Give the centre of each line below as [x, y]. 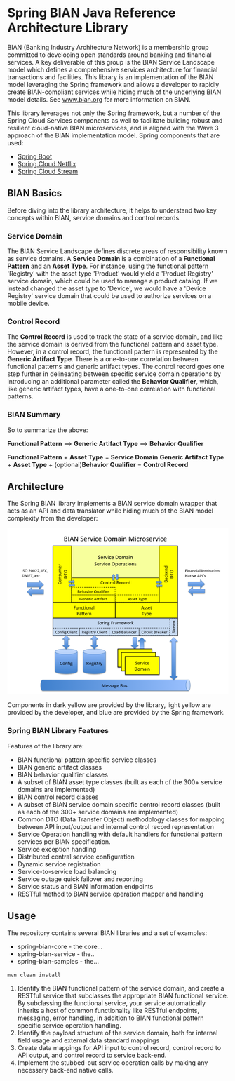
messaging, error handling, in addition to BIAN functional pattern [111, 1018]
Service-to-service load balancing [67, 871]
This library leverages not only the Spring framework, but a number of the [114, 113]
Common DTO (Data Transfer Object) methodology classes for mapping [121, 819]
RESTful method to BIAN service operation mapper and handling [110, 894]
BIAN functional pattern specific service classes [87, 760]
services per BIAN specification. [64, 841]
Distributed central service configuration [76, 857]
